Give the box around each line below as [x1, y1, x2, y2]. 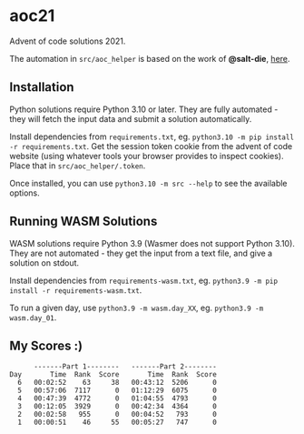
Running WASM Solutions [9, 214, 158, 229]
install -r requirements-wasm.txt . [9, 284, 142, 296]
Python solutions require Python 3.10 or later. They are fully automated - [9, 104, 279, 115]
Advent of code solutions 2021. [9, 35, 126, 46]
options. [9, 187, 41, 198]
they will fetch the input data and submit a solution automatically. [9, 113, 252, 124]
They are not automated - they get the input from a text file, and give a [9, 247, 273, 258]
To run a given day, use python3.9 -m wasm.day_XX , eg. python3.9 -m [9, 302, 264, 313]
